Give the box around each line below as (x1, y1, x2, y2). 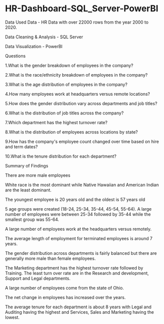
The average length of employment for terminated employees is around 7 (5, 235, 153, 241)
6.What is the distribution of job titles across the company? (5, 110, 124, 116)
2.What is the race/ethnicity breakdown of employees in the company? (5, 72, 148, 78)
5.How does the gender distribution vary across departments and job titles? (5, 100, 158, 106)
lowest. (5, 314, 20, 320)
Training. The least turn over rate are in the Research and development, (5, 270, 149, 276)
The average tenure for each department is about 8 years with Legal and (5, 304, 152, 310)
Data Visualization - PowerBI (5, 43, 63, 49)
